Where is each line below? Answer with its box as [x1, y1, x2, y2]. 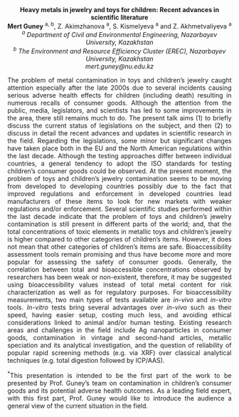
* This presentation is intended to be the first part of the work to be [7, 369, 232, 379]
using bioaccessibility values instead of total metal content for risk [7, 280, 232, 289]
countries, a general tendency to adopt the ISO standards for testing [7, 159, 232, 168]
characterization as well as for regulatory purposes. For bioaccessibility [7, 287, 232, 297]
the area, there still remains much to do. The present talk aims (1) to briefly [7, 113, 232, 122]
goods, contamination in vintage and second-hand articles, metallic [7, 333, 232, 341]
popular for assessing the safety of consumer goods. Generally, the [7, 257, 232, 266]
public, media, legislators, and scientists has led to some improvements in [7, 105, 232, 115]
